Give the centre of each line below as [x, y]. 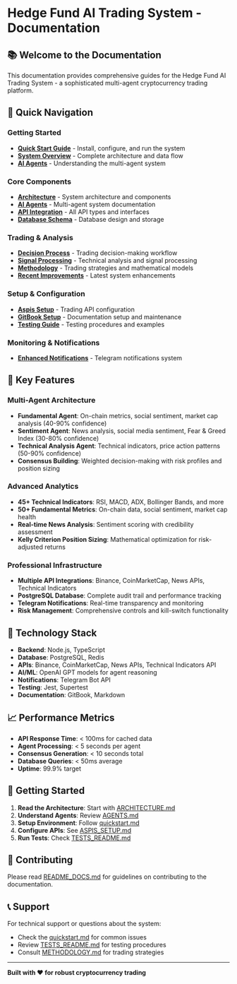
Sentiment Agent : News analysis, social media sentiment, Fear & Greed [122, 431]
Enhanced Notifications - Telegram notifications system [100, 357]
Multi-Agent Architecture [51, 401]
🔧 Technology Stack [52, 633]
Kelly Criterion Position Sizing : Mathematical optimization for [107, 539]
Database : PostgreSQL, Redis [61, 657]
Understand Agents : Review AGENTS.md [78, 815]
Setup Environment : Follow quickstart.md [78, 823]
